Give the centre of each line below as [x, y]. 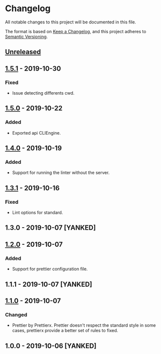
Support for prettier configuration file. [50, 269]
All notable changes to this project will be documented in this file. [71, 22]
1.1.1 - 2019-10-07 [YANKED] [49, 284]
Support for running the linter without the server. [61, 173]
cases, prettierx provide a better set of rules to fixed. [65, 331]
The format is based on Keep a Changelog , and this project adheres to [76, 31]
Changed [16, 315]
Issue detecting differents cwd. [43, 93]
